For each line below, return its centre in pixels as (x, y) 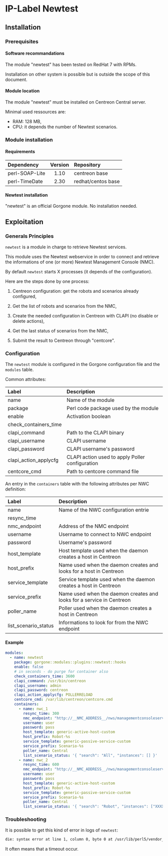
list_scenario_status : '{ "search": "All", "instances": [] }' (90, 755)
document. (16, 79)
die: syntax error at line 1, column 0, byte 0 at (59, 839)
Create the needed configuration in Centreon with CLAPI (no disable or (85, 315)
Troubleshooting (26, 819)
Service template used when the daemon (106, 580)
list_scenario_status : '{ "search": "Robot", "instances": (86, 806)
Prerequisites (22, 42)
